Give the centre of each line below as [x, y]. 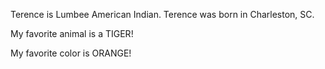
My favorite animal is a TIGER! [72, 33]
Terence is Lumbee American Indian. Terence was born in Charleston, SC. [162, 14]
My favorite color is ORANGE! [71, 53]
